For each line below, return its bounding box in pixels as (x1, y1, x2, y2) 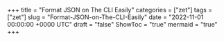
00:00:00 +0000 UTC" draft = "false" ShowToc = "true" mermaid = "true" (7, 20, 218, 28)
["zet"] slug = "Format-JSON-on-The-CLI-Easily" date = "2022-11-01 (7, 13, 204, 21)
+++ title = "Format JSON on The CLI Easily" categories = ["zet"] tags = (7, 6, 213, 14)
